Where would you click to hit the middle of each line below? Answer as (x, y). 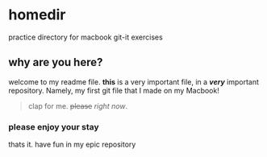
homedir (37, 15)
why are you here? (56, 62)
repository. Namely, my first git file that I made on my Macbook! (114, 90)
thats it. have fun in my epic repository (72, 145)
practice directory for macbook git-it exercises (86, 37)
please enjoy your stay (54, 126)
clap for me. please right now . (78, 105)
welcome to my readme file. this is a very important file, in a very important (134, 81)
